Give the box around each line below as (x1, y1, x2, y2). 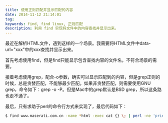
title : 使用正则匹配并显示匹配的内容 (5, 7, 73, 12)
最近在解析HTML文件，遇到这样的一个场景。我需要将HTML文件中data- (5, 40, 151, 46)
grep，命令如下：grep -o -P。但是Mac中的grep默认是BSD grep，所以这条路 (5, 86, 162, 92)
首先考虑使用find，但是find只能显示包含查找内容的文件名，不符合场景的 (5, 57, 152, 63)
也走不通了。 (5, 93, 31, 99)
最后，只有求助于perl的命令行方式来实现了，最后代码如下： (5, 103, 127, 109)
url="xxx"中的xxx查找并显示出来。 (5, 46, 76, 52)
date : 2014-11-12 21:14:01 (5, 12, 61, 17)
